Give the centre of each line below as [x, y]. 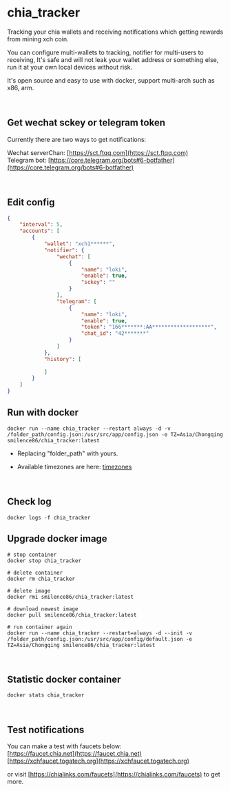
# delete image [29, 590]
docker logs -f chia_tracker [49, 517]
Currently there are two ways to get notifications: [77, 139]
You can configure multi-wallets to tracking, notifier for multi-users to [106, 52]
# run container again [40, 627]
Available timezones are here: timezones [74, 466]
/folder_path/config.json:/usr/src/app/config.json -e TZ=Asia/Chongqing [115, 434]
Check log [29, 502]
